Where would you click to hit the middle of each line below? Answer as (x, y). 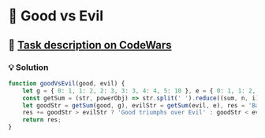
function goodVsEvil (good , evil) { (67, 83)
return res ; (42, 120)
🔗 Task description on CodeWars (90, 45)
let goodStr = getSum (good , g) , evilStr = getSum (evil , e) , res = (134, 105)
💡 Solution (28, 67)
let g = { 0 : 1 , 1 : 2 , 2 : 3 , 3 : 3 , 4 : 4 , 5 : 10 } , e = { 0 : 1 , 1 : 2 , (139, 91)
